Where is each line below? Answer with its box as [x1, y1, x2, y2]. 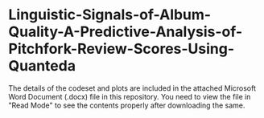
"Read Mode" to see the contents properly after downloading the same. [8, 100, 245, 110]
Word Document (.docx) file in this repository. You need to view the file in [8, 92, 251, 101]
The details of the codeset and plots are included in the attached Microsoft [8, 83, 256, 93]
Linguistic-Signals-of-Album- [8, 6, 212, 24]
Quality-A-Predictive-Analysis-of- [8, 22, 243, 41]
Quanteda [8, 57, 76, 75]
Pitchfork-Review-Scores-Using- [8, 40, 235, 58]
